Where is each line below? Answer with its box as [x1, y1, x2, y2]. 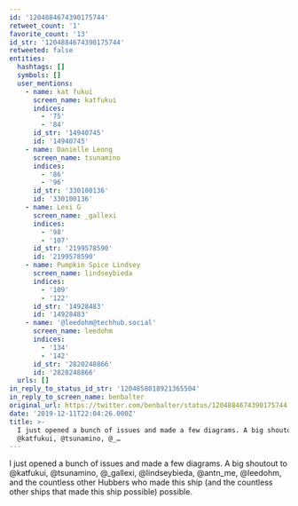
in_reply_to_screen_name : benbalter [9, 392, 145, 402]
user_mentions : [17, 79, 74, 88]
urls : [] [17, 376, 50, 385]
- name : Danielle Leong [25, 145, 114, 154]
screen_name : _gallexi [32, 210, 117, 220]
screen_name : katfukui [32, 95, 117, 105]
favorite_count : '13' [9, 29, 90, 38]
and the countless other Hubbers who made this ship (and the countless [9, 477, 273, 488]
